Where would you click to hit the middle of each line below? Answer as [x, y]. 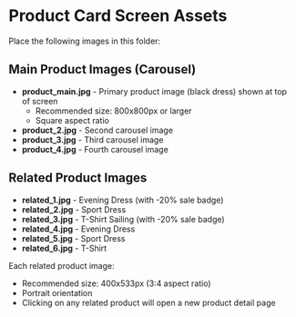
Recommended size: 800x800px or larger [113, 111]
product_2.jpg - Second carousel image [97, 130]
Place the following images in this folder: [85, 41]
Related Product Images [78, 178]
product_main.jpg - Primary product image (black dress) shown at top [154, 91]
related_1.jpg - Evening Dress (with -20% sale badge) [122, 200]
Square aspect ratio [72, 120]
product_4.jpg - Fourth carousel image [95, 149]
